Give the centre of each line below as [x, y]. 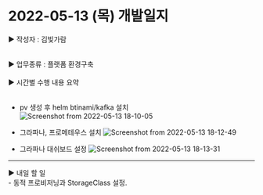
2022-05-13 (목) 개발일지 [88, 16]
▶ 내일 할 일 [27, 172]
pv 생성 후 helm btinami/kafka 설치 [74, 107]
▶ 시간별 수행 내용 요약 [44, 82]
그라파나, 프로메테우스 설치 [60, 132]
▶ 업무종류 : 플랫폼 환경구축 [51, 64]
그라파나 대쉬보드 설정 [53, 149]
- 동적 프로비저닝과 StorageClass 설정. [68, 182]
